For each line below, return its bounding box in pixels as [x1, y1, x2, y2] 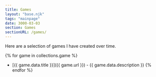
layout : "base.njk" [5, 12, 45, 17]
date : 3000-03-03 [5, 20, 40, 26]
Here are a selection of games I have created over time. [5, 43, 117, 49]
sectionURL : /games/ [5, 30, 47, 35]
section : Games [5, 25, 36, 30]
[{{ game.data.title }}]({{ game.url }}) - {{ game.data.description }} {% [12, 62, 152, 68]
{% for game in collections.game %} [5, 53, 78, 58]
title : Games [5, 7, 32, 12]
